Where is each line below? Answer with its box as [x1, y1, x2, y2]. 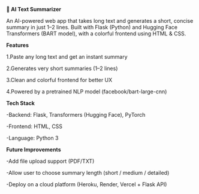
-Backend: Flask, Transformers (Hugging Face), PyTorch [6, 111, 146, 118]
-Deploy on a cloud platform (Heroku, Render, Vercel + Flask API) [6, 181, 167, 188]
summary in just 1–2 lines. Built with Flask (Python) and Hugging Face [6, 24, 178, 31]
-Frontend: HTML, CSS [6, 123, 63, 130]
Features [6, 42, 29, 48]
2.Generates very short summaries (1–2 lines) [6, 65, 118, 72]
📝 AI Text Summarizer [6, 6, 62, 13]
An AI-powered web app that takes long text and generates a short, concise [6, 17, 194, 24]
